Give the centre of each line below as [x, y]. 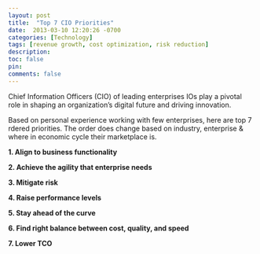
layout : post [29, 15]
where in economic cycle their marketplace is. [82, 136]
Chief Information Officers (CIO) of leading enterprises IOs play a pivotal [125, 96]
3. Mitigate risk [33, 182]
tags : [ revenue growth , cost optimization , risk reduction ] [109, 45]
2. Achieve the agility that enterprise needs [80, 167]
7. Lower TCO [30, 243]
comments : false [35, 74]
